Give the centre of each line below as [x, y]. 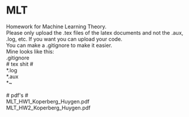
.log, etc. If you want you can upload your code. [64, 39]
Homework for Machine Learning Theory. [56, 26]
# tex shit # [20, 64]
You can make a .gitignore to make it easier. [59, 45]
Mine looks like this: [30, 51]
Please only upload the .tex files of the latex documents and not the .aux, [95, 32]
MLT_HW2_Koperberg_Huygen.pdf [48, 108]
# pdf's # [17, 95]
